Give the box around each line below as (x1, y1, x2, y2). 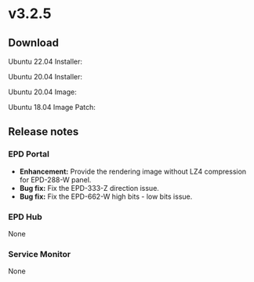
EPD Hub (8, 211, 42, 222)
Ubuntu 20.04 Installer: (8, 72, 83, 81)
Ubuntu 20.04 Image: (8, 87, 77, 97)
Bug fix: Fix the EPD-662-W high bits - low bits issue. (19, 192, 193, 201)
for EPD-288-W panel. (19, 174, 92, 185)
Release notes (8, 125, 79, 138)
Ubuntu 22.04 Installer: (8, 57, 83, 66)
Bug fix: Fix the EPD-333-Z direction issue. (19, 183, 159, 192)
